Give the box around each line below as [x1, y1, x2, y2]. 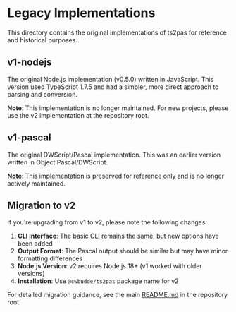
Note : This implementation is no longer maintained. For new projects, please [7, 104, 229, 112]
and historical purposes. [7, 35, 77, 44]
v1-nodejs [7, 56, 52, 68]
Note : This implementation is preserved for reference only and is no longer [7, 172, 225, 180]
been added [17, 239, 53, 248]
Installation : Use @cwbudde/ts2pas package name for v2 [17, 277, 179, 285]
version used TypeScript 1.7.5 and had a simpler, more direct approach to [7, 83, 219, 91]
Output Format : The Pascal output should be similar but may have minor [17, 247, 228, 256]
